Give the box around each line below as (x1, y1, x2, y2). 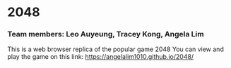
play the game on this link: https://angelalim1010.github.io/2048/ (7, 53, 194, 61)
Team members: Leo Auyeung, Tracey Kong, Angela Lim (7, 29, 204, 39)
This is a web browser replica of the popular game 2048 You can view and (7, 45, 224, 53)
